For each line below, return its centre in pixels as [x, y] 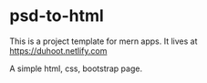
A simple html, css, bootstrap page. [76, 68]
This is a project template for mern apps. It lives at [103, 41]
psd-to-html [57, 16]
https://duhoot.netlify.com [58, 50]
